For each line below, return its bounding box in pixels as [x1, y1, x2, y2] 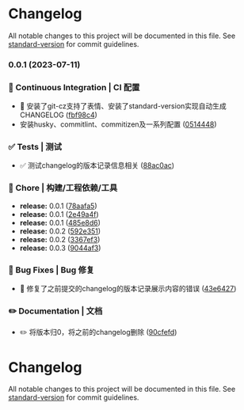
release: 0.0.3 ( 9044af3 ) [19, 243, 101, 252]
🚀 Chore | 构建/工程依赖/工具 [8, 183, 118, 194]
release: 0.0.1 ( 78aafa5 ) [19, 201, 97, 211]
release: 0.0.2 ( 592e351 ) [19, 226, 101, 236]
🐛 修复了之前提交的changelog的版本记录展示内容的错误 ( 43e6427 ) [19, 284, 237, 294]
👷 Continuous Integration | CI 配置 [8, 82, 140, 93]
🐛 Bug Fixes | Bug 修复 [8, 264, 95, 275]
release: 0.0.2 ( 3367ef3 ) [19, 234, 101, 244]
